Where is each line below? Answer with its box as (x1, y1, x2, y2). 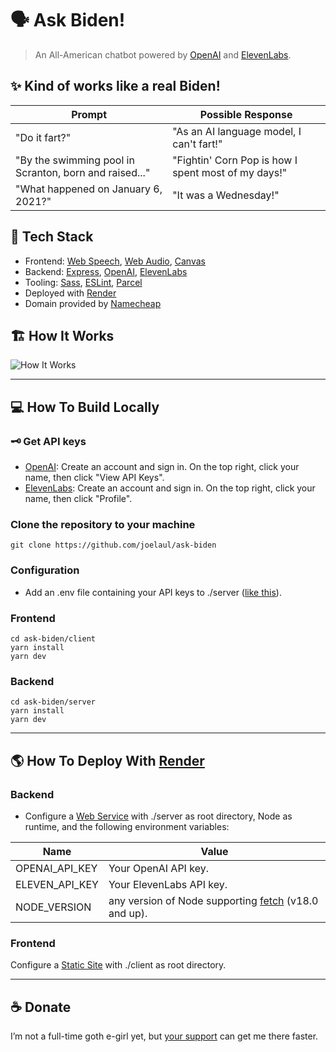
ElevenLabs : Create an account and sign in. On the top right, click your (24, 482, 316, 494)
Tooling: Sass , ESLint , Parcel (24, 276, 143, 288)
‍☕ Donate (10, 998, 72, 1016)
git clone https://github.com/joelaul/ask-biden (10, 540, 217, 551)
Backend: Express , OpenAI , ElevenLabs (24, 265, 188, 277)
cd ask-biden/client (10, 633, 97, 644)
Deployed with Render (24, 287, 117, 299)
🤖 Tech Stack (10, 228, 94, 246)
